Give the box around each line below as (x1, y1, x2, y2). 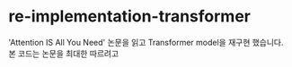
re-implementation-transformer (8, 6, 252, 27)
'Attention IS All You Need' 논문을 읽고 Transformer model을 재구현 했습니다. (8, 37, 284, 47)
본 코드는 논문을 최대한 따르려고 (8, 47, 119, 59)
